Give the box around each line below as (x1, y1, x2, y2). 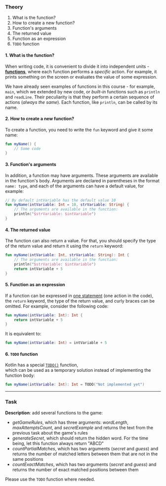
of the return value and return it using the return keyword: (5, 243, 124, 249)
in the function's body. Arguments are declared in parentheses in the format (5, 177, 160, 183)
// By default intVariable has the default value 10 (5, 198, 116, 203)
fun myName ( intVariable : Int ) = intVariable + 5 (5, 340, 107, 346)
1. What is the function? (5, 52, 55, 58)
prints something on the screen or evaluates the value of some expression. (5, 74, 157, 80)
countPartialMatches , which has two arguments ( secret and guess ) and (12, 445, 159, 451)
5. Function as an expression (5, 282, 65, 288)
